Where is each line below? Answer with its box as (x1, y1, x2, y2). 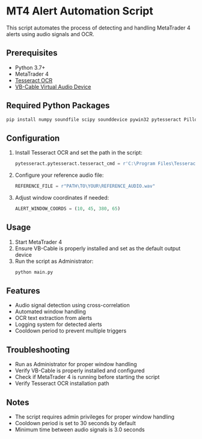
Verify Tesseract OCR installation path (14, 380, 109, 387)
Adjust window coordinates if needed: (14, 194, 109, 201)
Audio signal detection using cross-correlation (14, 302, 130, 309)
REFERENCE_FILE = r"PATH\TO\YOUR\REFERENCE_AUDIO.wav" (14, 183, 156, 189)
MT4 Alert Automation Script (6, 4, 153, 18)
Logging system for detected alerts (14, 321, 102, 328)
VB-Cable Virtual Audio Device (14, 83, 91, 90)
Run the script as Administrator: (14, 257, 94, 265)
